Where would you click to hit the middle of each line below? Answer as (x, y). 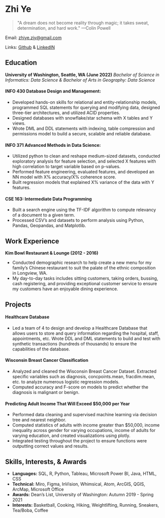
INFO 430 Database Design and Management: (53, 91)
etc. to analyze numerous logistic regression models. (66, 382)
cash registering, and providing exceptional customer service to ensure (84, 284)
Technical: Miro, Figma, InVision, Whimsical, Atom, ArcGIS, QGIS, (79, 484)
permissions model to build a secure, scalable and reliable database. (82, 133)
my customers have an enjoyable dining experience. (65, 289)
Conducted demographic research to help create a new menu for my (82, 262)
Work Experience (32, 241)
